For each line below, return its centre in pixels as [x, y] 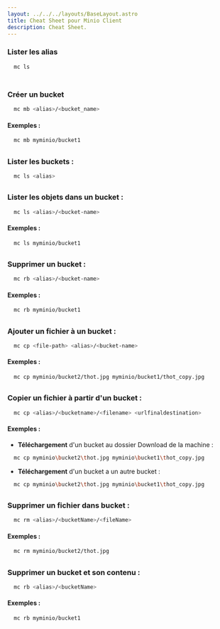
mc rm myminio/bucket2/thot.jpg [62, 552]
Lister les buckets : [41, 161]
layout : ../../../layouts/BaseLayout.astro [73, 14]
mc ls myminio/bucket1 [47, 243]
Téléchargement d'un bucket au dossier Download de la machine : [116, 444]
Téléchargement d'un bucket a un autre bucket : [89, 471]
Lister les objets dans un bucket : [66, 198]
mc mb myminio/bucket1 [47, 140]
